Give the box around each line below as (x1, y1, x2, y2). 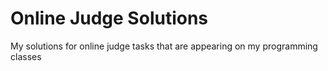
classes (10, 50, 42, 62)
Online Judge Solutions (10, 7, 209, 30)
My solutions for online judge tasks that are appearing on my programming (10, 40, 318, 52)
